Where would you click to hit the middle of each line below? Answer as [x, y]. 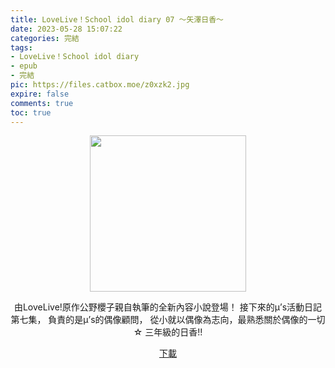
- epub [24, 66]
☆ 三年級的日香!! [168, 332]
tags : [21, 47]
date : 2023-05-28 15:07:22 [66, 29]
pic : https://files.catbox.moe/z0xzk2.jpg [100, 85]
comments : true [42, 103]
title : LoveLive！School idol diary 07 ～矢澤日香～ [117, 19]
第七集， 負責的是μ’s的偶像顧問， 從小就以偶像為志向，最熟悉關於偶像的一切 [168, 320]
